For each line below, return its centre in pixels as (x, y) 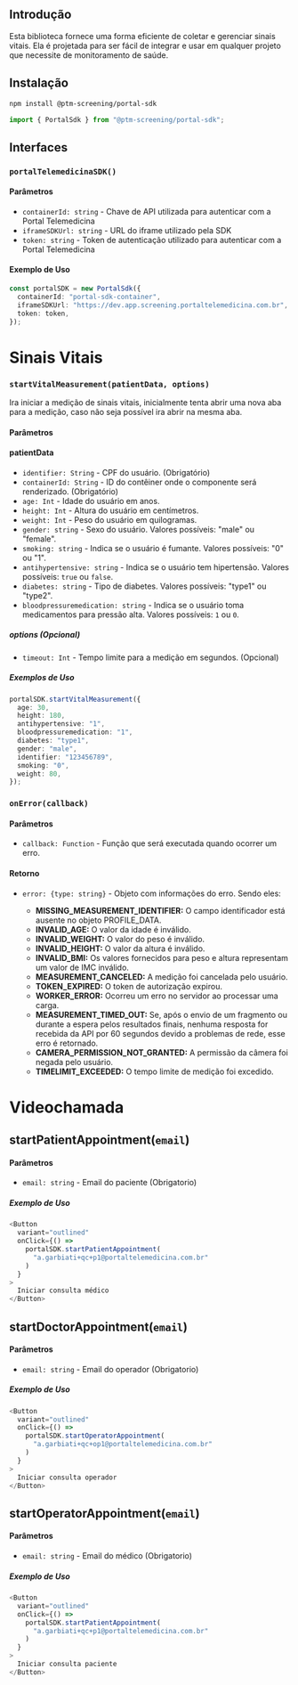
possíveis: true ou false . (68, 576)
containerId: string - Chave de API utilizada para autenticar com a (146, 211)
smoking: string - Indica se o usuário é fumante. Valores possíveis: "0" (153, 548)
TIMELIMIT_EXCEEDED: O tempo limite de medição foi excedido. (154, 1071)
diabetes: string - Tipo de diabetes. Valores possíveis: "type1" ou (144, 586)
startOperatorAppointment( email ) (105, 1513)
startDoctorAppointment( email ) (99, 1327)
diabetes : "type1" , (53, 741)
